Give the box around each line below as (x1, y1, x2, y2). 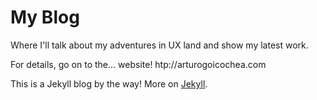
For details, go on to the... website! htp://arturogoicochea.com (10, 58, 267, 70)
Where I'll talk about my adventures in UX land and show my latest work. (10, 39, 309, 51)
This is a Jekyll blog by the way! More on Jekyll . (10, 77, 208, 90)
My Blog (10, 6, 80, 29)
